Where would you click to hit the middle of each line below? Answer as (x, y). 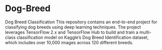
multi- (145, 32)
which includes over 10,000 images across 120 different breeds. (69, 42)
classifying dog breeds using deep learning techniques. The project (73, 27)
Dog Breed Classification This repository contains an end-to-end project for (81, 22)
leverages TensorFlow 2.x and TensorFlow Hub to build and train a (72, 32)
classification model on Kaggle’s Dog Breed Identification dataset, (82, 37)
